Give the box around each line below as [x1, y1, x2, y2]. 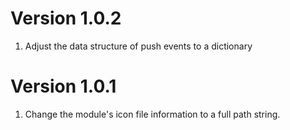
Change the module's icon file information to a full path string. [24, 108, 281, 120]
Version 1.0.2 [10, 7, 122, 30]
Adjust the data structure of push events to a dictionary [24, 40, 253, 52]
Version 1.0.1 [10, 75, 117, 98]
